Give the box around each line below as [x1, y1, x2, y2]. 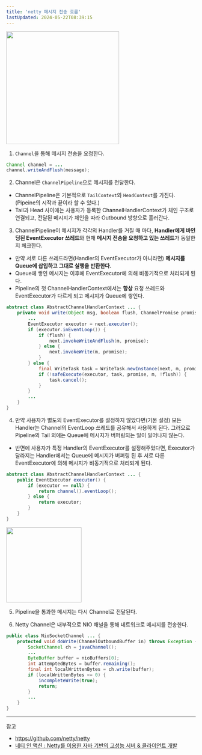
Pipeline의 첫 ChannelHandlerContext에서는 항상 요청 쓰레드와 [14, 285, 165, 292]
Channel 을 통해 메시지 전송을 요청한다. [14, 150, 105, 157]
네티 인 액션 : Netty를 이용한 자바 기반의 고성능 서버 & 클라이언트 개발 [14, 742, 177, 749]
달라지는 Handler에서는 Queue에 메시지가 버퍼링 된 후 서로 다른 [14, 451, 165, 459]
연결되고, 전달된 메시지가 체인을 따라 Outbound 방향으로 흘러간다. [14, 214, 170, 221]
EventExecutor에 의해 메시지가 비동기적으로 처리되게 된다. [14, 459, 152, 466]
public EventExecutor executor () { [17, 477, 106, 483]
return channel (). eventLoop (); [38, 488, 117, 494]
